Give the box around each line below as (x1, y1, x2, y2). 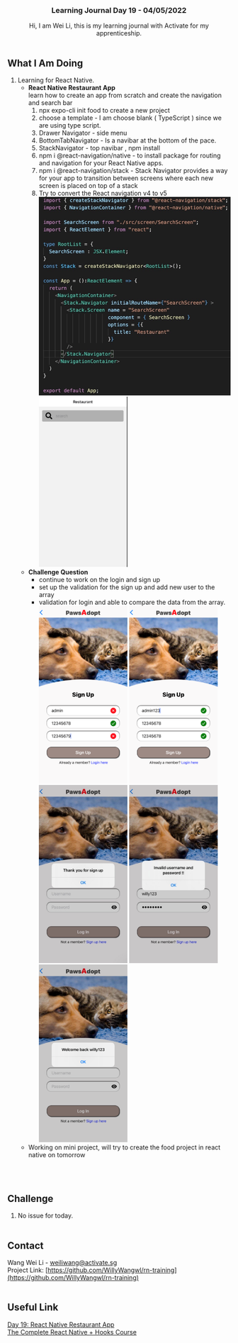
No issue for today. (17, 1211, 73, 1220)
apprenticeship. (96, 29, 142, 38)
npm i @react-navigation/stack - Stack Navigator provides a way (38, 167, 228, 175)
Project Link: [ (7, 1266, 48, 1274)
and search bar (28, 99, 73, 107)
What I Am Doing (7, 57, 84, 69)
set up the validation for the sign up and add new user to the (38, 583, 215, 591)
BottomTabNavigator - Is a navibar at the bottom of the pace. (38, 136, 217, 145)
